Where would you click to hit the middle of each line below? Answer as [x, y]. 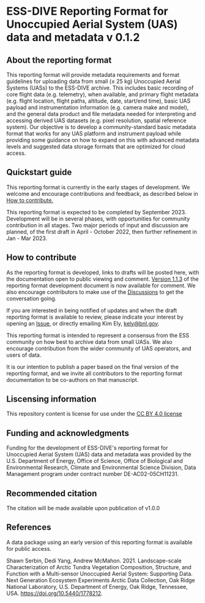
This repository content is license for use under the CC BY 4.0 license [94, 414]
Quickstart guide [39, 172]
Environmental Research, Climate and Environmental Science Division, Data [101, 467]
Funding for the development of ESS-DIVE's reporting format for [87, 448]
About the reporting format [59, 60]
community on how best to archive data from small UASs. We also [89, 341]
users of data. [24, 355]
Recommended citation [52, 493]
